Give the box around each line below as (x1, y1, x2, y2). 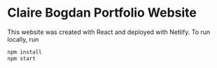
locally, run (7, 35, 39, 43)
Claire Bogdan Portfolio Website (7, 5, 197, 21)
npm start (7, 55, 36, 62)
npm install (7, 49, 42, 56)
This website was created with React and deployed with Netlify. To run (7, 28, 211, 36)
